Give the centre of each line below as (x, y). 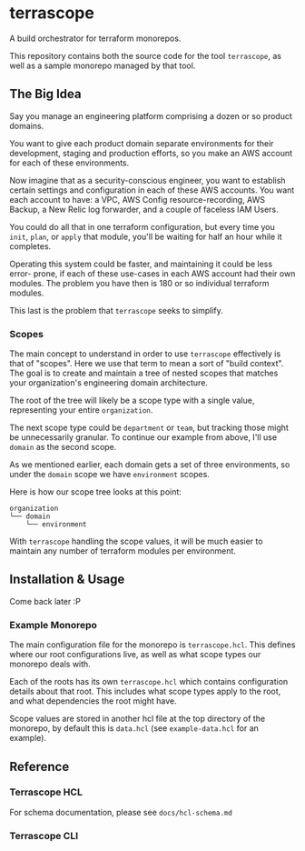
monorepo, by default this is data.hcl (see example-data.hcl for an (134, 728)
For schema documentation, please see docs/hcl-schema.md (121, 812)
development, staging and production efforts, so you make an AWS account (151, 153)
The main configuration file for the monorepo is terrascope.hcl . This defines (152, 645)
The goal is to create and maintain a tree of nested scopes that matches (144, 373)
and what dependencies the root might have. (93, 701)
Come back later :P (45, 601)
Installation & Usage (67, 580)
